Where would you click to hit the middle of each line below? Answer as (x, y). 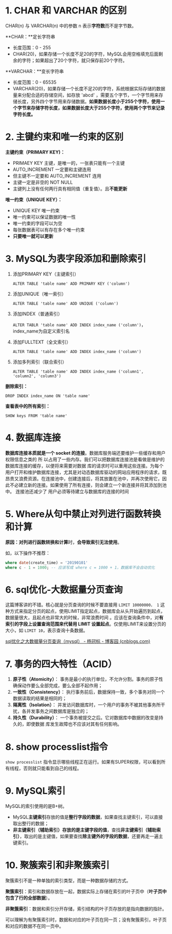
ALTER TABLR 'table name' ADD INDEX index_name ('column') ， (79, 324)
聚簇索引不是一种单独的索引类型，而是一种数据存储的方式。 (68, 881)
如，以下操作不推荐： (28, 553)
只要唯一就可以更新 (33, 236)
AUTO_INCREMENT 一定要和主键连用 (52, 169)
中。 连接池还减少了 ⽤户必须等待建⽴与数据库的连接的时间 (67, 491)
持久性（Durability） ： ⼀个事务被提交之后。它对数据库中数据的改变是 (86, 718)
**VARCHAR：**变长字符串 (35, 71)
